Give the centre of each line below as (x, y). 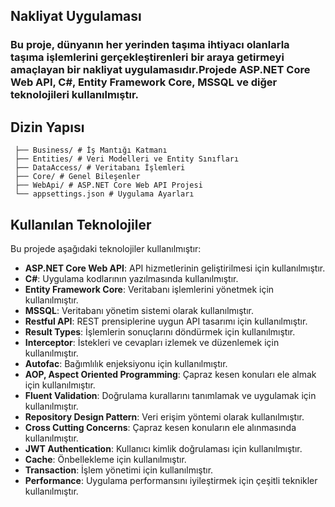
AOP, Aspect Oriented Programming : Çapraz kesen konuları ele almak (170, 374)
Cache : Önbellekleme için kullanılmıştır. (105, 459)
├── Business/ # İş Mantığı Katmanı (91, 150)
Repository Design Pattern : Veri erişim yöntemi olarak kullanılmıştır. (164, 416)
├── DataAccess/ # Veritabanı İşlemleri (100, 168)
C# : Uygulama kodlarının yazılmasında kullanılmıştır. (131, 278)
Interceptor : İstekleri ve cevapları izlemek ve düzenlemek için (152, 342)
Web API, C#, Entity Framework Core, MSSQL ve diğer (144, 82)
